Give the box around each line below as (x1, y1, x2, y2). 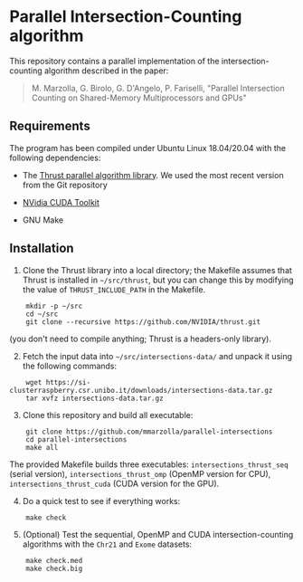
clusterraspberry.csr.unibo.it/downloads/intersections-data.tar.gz (9, 386, 273, 395)
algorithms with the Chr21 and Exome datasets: (22, 539, 193, 549)
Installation (9, 241, 74, 256)
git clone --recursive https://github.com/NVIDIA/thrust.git (25, 317, 260, 327)
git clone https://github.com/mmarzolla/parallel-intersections (25, 427, 273, 436)
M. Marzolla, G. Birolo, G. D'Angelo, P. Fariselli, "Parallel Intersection (31, 82, 285, 93)
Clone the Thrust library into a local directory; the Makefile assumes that (22, 264, 292, 275)
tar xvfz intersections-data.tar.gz (25, 394, 165, 403)
